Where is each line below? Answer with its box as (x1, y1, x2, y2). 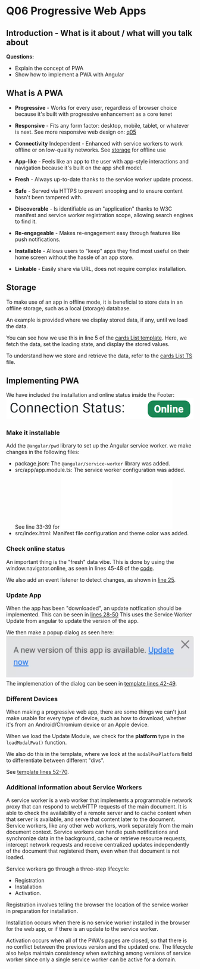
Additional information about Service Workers (6, 783, 142, 791)
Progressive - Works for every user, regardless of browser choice (14, 104, 177, 111)
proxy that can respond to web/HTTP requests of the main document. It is (6, 803, 187, 810)
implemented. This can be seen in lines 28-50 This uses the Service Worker (6, 611, 192, 618)
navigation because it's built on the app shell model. (14, 164, 143, 171)
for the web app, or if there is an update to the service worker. (6, 925, 159, 933)
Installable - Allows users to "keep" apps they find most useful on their (14, 247, 189, 254)
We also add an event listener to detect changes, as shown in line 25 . (6, 576, 176, 583)
